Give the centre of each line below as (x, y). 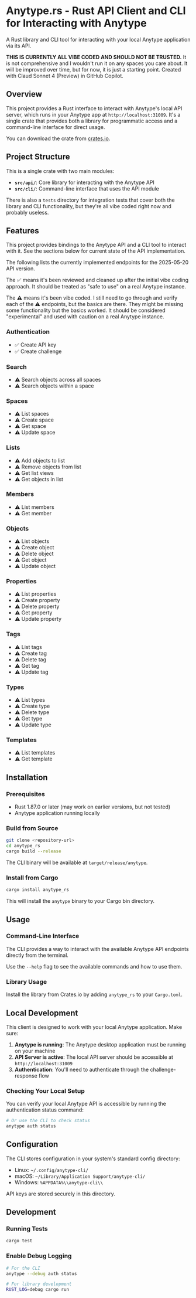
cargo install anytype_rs (37, 890)
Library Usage (27, 981)
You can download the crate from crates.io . (58, 138)
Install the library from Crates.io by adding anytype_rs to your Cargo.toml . (94, 994)
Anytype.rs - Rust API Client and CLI (96, 11)
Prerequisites (25, 794)
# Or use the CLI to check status (48, 1121)
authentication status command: (45, 1110)
